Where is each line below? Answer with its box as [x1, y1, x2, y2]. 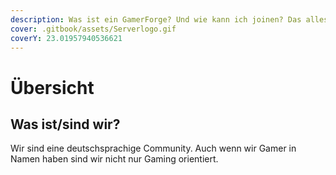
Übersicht [10, 76, 95, 99]
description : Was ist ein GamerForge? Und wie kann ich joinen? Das [10, 14, 302, 25]
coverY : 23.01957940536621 [10, 33, 123, 43]
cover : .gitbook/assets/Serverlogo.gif [10, 24, 177, 34]
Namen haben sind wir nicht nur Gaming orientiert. [10, 153, 219, 165]
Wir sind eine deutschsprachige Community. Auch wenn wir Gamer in [10, 142, 297, 155]
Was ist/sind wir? [10, 116, 121, 133]
